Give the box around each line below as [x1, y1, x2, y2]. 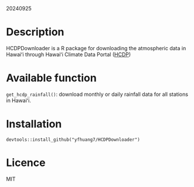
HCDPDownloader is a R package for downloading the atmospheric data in [6, 44, 186, 51]
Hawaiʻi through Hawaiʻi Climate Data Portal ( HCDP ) [6, 51, 131, 58]
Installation [6, 117, 62, 131]
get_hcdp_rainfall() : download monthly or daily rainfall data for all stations [6, 91, 189, 98]
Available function [6, 71, 97, 85]
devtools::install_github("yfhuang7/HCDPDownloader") [6, 137, 141, 143]
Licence [6, 156, 46, 169]
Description [6, 26, 64, 39]
